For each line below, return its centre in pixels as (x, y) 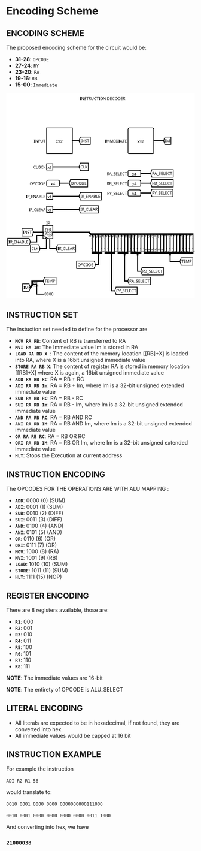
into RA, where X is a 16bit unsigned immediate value (80, 360)
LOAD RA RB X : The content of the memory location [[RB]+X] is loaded (101, 354)
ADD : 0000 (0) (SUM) (40, 500)
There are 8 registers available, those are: (57, 610)
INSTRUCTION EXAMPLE (54, 754)
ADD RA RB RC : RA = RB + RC (50, 379)
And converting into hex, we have (48, 827)
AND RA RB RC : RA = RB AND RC (54, 417)
